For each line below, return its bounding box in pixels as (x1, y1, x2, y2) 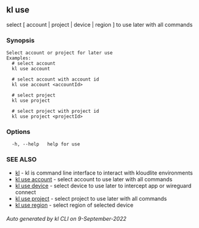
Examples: (6, 55, 32, 61)
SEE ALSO (6, 155, 37, 164)
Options (6, 127, 30, 136)
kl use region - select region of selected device (15, 201, 134, 209)
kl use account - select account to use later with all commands (15, 175, 173, 183)
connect (15, 188, 37, 196)
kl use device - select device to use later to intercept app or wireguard (15, 182, 192, 189)
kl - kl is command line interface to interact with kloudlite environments (15, 169, 194, 176)
